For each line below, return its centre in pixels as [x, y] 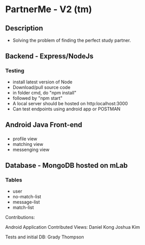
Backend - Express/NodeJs [49, 56]
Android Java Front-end [44, 125]
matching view [28, 144]
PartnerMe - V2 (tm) [49, 9]
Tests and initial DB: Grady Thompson [45, 237]
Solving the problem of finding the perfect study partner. [71, 40]
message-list [26, 202]
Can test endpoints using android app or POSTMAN [66, 109]
